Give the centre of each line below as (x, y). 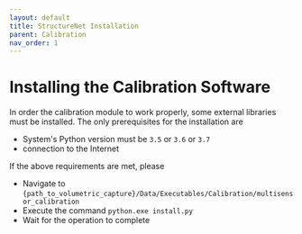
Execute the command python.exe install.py (108, 211)
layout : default (40, 18)
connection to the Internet (71, 148)
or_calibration (51, 202)
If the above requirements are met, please (87, 166)
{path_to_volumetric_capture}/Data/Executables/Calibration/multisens (158, 194)
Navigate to (44, 184)
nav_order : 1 (34, 43)
